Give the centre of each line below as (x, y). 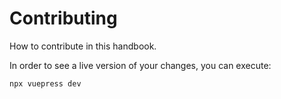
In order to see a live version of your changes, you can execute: (140, 65)
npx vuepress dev (45, 83)
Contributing (63, 18)
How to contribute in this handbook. (83, 46)
